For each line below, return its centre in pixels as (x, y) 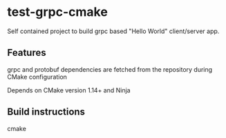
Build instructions (46, 112)
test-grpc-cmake (58, 12)
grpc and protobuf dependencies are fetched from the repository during (110, 69)
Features (27, 53)
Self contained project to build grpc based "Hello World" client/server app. (113, 31)
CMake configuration (37, 77)
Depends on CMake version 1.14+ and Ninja (69, 90)
